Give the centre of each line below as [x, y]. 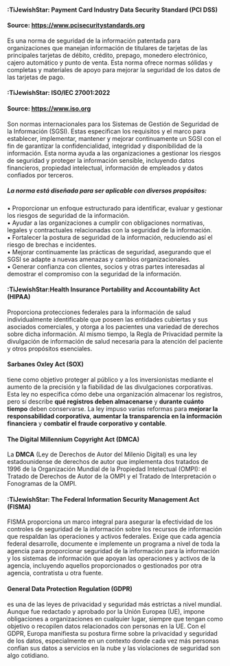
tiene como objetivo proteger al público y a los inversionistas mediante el [111, 379]
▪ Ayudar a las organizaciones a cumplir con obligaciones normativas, [106, 223]
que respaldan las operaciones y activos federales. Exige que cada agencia [114, 537]
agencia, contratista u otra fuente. [55, 573]
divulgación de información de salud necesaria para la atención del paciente [115, 341]
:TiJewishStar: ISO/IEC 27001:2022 [59, 93]
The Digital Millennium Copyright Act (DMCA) [73, 439]
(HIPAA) [19, 297]
